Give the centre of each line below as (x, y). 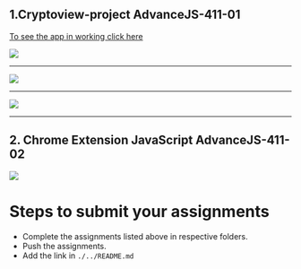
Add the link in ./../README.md (78, 256)
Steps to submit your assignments (140, 211)
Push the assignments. (64, 246)
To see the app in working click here (76, 36)
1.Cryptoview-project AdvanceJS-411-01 (125, 15)
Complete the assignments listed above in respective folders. (135, 236)
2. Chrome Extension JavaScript (101, 140)
